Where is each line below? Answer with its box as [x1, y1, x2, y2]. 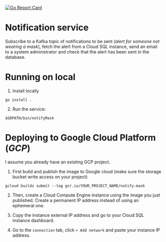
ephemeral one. [12, 202, 45, 208]
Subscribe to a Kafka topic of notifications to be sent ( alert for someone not [5, 38, 160, 44]
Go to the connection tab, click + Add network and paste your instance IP [12, 227, 160, 233]
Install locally [12, 88, 39, 94]
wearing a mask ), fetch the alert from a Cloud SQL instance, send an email [5, 44, 158, 49]
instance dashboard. [12, 217, 55, 223]
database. [5, 54, 26, 60]
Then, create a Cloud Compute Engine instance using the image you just [12, 192, 160, 198]
